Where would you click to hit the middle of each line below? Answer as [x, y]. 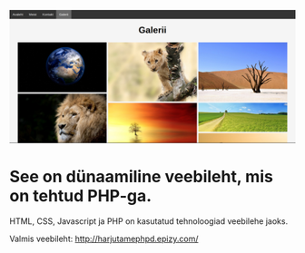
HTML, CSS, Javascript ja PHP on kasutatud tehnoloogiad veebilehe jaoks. [149, 221]
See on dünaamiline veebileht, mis [142, 177]
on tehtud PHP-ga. [81, 196]
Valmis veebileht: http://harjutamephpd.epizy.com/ [104, 239]
